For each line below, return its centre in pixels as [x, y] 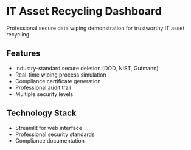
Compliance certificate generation [58, 81]
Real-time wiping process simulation [61, 75]
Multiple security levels [44, 94]
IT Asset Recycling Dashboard [84, 11]
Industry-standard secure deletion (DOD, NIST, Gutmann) [87, 68]
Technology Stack [41, 113]
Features [23, 54]
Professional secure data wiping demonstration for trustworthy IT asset [95, 28]
